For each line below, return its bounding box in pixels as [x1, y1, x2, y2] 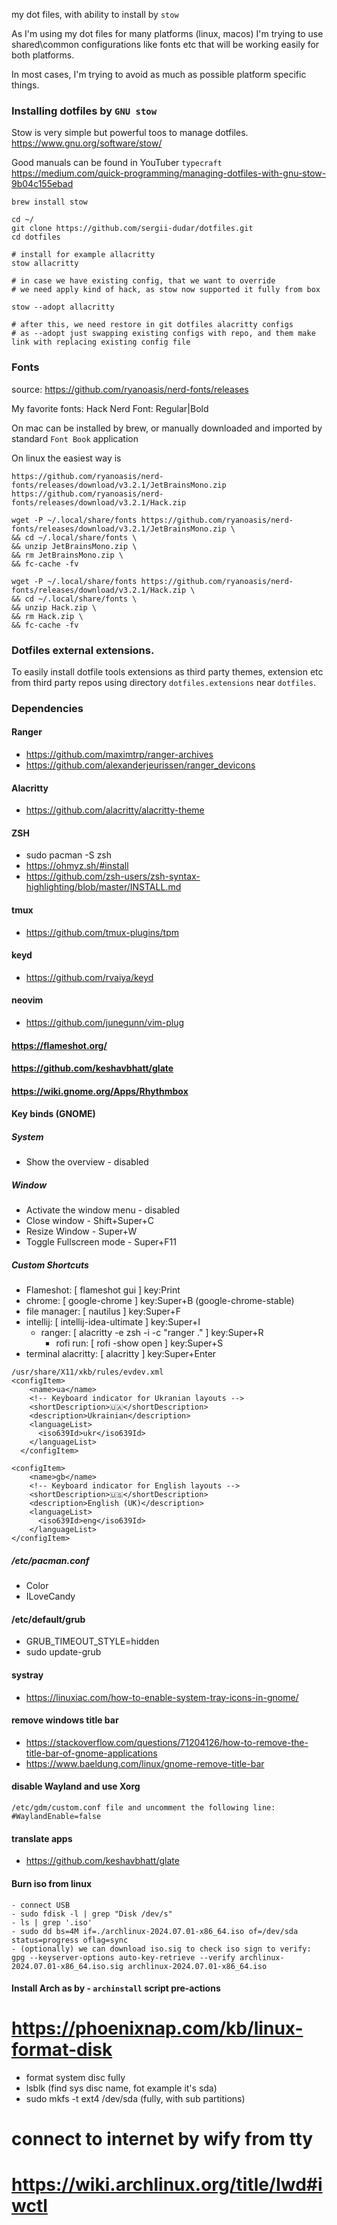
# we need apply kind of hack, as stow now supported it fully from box [11, 285, 321, 295]
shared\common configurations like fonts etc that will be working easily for [11, 39, 320, 50]
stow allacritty [11, 259, 79, 269]
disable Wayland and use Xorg [11, 1780, 141, 1793]
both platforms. [11, 49, 75, 61]
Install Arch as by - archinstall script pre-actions [11, 1982, 221, 1994]
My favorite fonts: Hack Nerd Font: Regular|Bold [11, 402, 209, 414]
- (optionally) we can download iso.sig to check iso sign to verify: [11, 1944, 312, 1954]
